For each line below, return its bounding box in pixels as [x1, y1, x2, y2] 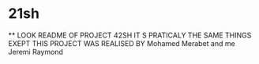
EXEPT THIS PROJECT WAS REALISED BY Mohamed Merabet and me [8, 38, 235, 48]
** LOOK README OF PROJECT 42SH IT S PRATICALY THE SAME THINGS [8, 30, 252, 40]
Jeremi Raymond [8, 47, 63, 56]
